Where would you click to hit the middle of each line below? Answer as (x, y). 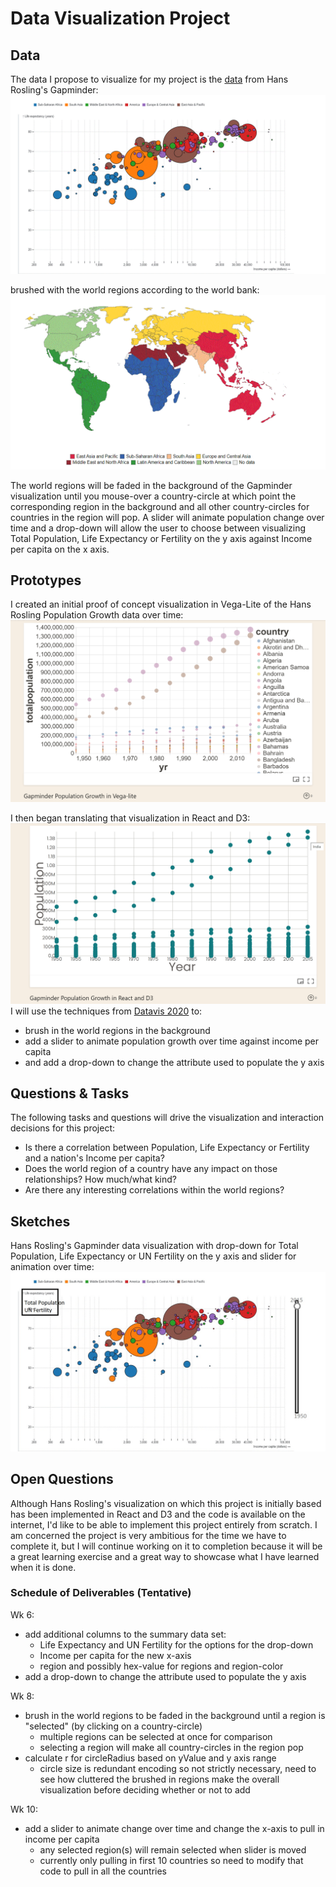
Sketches (40, 1221)
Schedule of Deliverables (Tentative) (101, 1593)
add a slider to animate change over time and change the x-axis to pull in (174, 1828)
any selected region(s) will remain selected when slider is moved (173, 1849)
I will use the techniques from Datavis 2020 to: (106, 1011)
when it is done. (43, 1567)
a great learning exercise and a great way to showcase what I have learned (165, 1556)
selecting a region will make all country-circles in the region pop (171, 1747)
